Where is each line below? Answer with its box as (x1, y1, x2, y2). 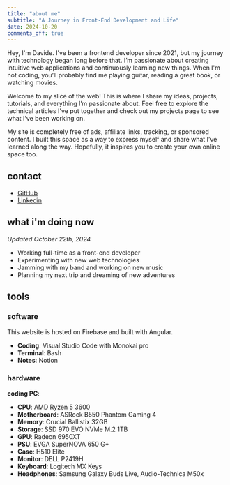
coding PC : (7, 389, 40, 398)
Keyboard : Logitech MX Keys (17, 462, 102, 470)
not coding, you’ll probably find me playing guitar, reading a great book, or (7, 71, 221, 80)
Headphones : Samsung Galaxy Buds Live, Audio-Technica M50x (17, 469, 204, 478)
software (7, 312, 38, 322)
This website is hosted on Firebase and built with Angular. (7, 327, 173, 336)
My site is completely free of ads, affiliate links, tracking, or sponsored (7, 128, 209, 136)
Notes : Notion (17, 356, 58, 364)
